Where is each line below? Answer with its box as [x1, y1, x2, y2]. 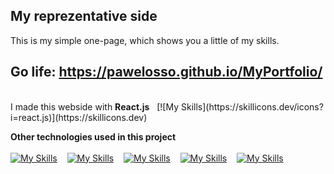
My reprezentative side [10, 8, 158, 25]
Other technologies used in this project [10, 130, 177, 143]
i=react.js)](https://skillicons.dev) [10, 111, 148, 123]
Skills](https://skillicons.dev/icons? [180, 100, 324, 113]
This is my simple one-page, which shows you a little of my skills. [10, 34, 280, 46]
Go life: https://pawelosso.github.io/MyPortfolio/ [10, 64, 323, 81]
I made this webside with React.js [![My [10, 100, 180, 113]
